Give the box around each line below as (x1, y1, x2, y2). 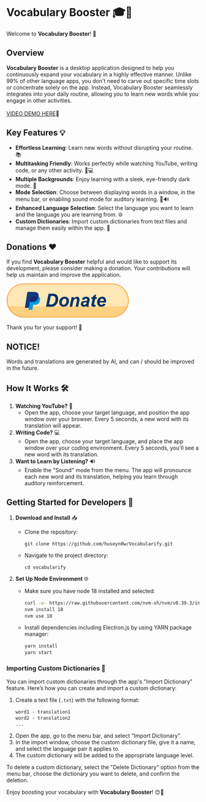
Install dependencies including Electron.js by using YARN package (24, 624, 192, 631)
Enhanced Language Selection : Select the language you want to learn (15, 204, 194, 211)
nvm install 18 (24, 606, 63, 612)
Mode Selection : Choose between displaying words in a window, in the (15, 189, 195, 196)
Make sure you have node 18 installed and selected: (24, 587, 155, 594)
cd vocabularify (24, 564, 66, 570)
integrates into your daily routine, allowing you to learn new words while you (6, 90, 199, 98)
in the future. (6, 364, 39, 372)
